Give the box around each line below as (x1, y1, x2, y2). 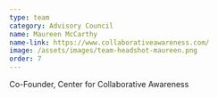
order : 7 (9, 54, 42, 63)
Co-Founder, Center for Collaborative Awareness (9, 79, 189, 89)
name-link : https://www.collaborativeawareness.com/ (9, 37, 210, 47)
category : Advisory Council (9, 21, 114, 30)
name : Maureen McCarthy (9, 29, 98, 38)
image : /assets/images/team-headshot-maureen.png (9, 46, 198, 55)
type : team (9, 12, 50, 22)
